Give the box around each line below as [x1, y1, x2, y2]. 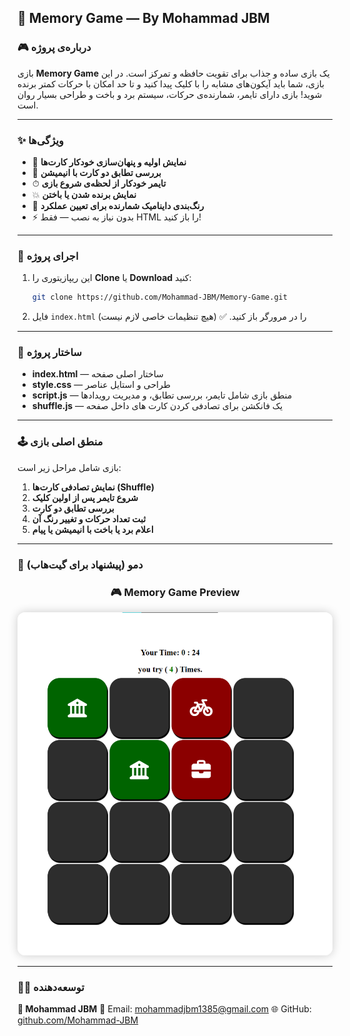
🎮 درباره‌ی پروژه [17, 41, 92, 55]
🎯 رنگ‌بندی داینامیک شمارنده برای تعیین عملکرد [31, 199, 205, 211]
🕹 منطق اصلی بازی [17, 435, 104, 449]
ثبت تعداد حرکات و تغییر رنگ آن [31, 512, 147, 525]
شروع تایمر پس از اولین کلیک [31, 491, 139, 503]
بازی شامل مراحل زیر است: [17, 461, 122, 473]
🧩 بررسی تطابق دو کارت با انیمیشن [31, 166, 162, 178]
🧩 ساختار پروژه [17, 346, 83, 360]
